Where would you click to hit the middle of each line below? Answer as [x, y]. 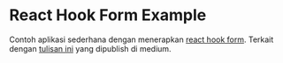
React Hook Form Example [108, 15]
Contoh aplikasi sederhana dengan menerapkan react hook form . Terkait [141, 39]
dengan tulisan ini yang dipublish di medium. [90, 48]
